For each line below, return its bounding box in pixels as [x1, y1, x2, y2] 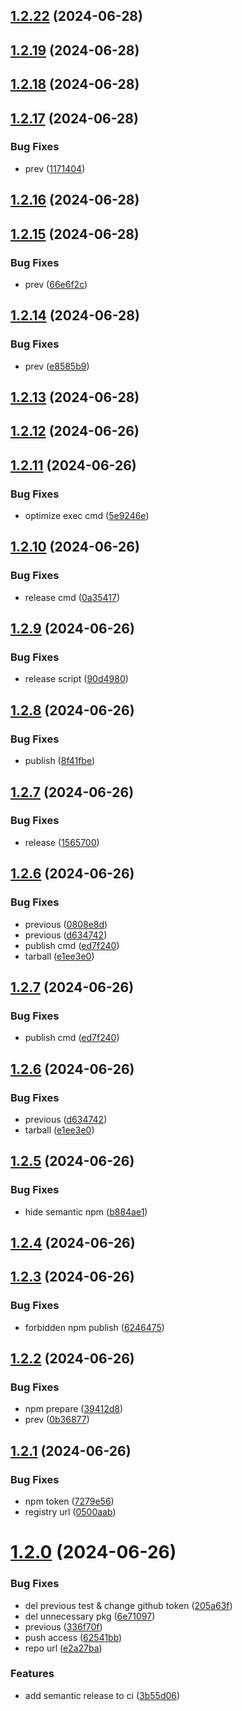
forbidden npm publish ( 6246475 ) [24, 1321, 165, 1333]
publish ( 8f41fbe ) [24, 755, 96, 767]
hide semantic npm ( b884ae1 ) [24, 1205, 148, 1218]
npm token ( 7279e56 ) [24, 1495, 115, 1508]
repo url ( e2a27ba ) [24, 1642, 103, 1654]
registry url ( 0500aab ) [24, 1506, 117, 1518]
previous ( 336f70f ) [24, 1620, 103, 1633]
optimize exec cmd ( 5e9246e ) [24, 510, 150, 522]
